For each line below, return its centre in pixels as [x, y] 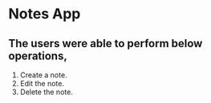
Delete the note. [47, 92]
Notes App [45, 14]
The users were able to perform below [105, 44]
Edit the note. [42, 83]
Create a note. [43, 75]
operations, [38, 55]
